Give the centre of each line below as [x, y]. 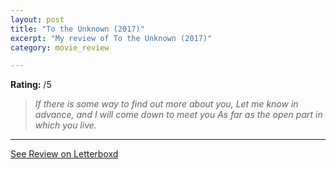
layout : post [37, 19]
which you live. [65, 125]
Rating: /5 [31, 85]
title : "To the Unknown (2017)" [77, 29]
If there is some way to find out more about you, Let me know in [166, 104]
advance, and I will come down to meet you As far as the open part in [178, 115]
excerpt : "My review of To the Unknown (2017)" [111, 38]
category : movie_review [60, 47]
